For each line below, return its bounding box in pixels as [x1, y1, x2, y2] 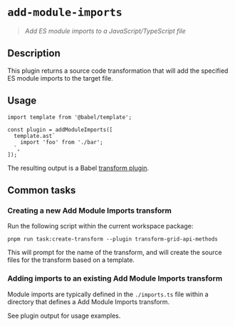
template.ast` [14, 132, 56, 139]
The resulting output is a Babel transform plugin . [7, 163, 150, 172]
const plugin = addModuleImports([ [7, 126, 113, 134]
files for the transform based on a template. [7, 256, 135, 264]
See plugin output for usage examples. [7, 311, 121, 320]
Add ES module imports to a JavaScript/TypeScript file [24, 26, 187, 35]
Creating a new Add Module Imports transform [7, 206, 172, 216]
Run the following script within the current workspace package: [7, 222, 194, 231]
